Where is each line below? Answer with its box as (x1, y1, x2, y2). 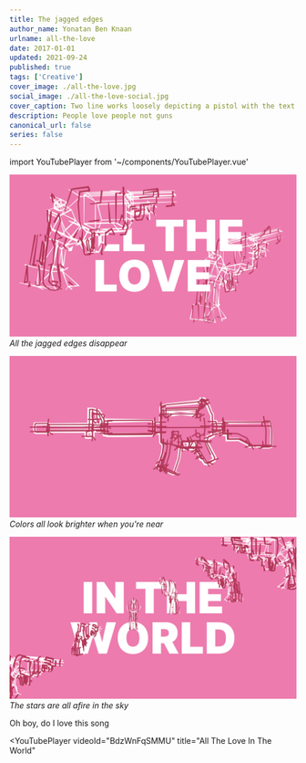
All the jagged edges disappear (9, 338, 127, 349)
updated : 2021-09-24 (9, 53, 88, 63)
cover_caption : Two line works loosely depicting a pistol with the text (9, 101, 296, 110)
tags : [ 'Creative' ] (9, 73, 84, 82)
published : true (9, 63, 71, 72)
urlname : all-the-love (9, 34, 96, 43)
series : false (9, 131, 64, 140)
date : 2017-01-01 (9, 44, 76, 53)
